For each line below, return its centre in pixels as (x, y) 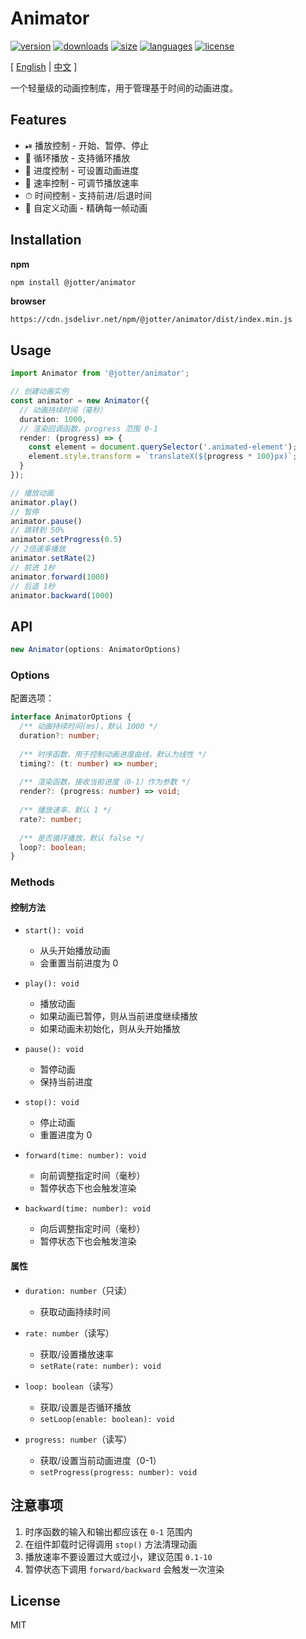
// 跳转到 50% (37, 530)
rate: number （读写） (69, 1333)
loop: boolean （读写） (71, 1386)
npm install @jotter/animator (73, 282)
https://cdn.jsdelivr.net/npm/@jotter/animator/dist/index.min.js (151, 320)
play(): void (52, 984)
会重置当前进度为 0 (79, 963)
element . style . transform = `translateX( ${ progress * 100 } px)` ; (163, 457)
